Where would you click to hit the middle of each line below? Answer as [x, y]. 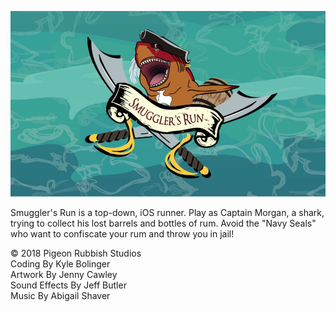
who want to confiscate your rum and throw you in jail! [122, 233]
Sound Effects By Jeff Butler [68, 285]
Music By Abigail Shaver [60, 295]
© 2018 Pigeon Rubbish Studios [76, 253]
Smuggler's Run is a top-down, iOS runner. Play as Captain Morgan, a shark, [167, 212]
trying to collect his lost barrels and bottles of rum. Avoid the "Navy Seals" [163, 223]
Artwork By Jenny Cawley [64, 274]
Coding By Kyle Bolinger [60, 263]
